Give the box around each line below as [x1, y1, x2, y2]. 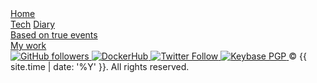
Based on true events [10, 29, 98, 41]
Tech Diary [10, 18, 56, 30]
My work [10, 40, 47, 51]
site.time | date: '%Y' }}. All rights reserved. [10, 61, 190, 72]
